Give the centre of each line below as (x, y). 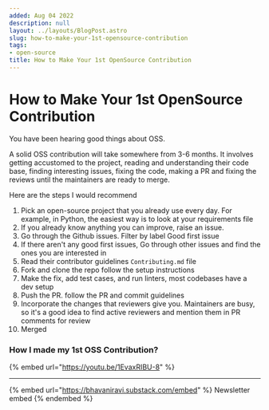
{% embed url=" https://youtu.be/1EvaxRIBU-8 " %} (92, 367)
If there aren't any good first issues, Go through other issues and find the (140, 244)
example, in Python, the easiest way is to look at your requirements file (137, 219)
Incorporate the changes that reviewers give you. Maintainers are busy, (138, 303)
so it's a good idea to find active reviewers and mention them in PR (131, 312)
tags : (18, 45)
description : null (40, 23)
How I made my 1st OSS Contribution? (84, 349)
